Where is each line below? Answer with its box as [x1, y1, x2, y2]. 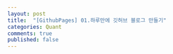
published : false [7, 36, 59, 43]
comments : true [7, 29, 53, 37]
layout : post [7, 10, 46, 18]
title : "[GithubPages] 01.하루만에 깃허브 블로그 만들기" [7, 17, 167, 24]
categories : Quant [7, 23, 62, 30]
